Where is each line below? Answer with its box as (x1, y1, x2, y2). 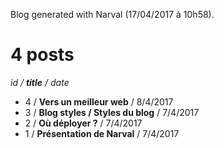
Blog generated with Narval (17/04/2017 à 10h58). (10, 9, 215, 20)
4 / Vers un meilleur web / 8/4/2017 (24, 95, 174, 108)
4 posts (10, 44, 75, 66)
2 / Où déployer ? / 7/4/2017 (24, 117, 143, 129)
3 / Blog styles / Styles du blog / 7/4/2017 (24, 106, 200, 118)
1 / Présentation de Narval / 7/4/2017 (24, 127, 180, 139)
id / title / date (10, 76, 70, 88)
